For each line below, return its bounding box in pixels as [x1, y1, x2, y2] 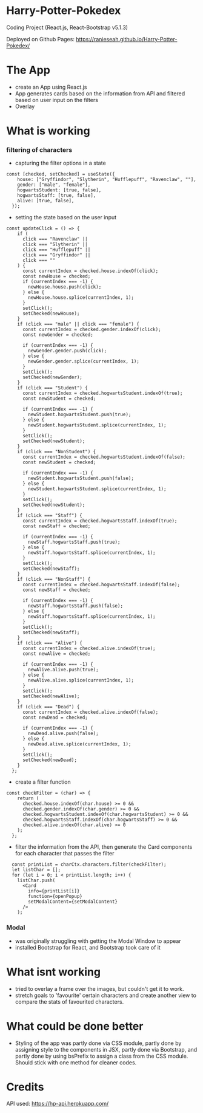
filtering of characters [6, 145, 73, 154]
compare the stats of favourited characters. [15, 998, 124, 1005]
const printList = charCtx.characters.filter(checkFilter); [12, 861, 167, 868]
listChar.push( [17, 877, 56, 884]
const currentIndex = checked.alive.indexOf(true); [22, 645, 156, 652]
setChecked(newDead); [22, 757, 78, 763]
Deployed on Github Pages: [6, 35, 75, 43]
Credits [6, 1080, 44, 1094]
